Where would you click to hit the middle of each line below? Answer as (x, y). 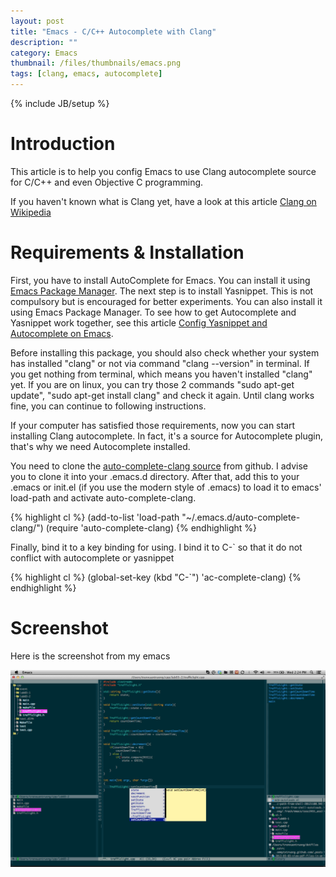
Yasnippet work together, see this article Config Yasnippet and (139, 322)
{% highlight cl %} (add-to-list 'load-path (95, 517)
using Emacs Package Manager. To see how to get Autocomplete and (153, 312)
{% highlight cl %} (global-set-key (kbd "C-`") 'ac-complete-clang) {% (156, 577)
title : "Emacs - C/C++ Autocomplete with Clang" (113, 31)
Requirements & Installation (127, 252)
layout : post (37, 21)
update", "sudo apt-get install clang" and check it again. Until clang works (162, 395)
